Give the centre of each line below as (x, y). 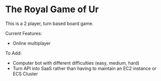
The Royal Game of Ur (52, 9)
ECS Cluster (25, 74)
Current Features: (24, 33)
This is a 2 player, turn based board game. (50, 23)
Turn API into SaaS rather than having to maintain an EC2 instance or (84, 68)
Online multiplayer (31, 43)
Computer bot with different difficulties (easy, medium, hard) (76, 63)
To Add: (13, 53)
